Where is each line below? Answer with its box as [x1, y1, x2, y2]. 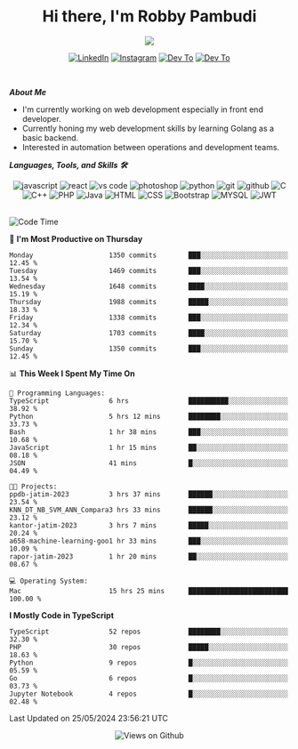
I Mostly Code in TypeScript [9, 609, 114, 620]
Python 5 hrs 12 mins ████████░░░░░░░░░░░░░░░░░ [9, 412, 289, 421]
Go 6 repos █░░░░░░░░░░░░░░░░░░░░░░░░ [9, 673, 289, 682]
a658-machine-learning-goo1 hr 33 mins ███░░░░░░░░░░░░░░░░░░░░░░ [9, 536, 289, 545]
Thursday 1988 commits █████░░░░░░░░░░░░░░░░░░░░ [9, 297, 289, 306]
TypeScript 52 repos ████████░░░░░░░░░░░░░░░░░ [9, 627, 289, 636]
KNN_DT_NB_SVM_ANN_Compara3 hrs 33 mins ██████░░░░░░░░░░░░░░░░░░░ [9, 505, 289, 514]
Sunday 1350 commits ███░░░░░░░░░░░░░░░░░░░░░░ [9, 344, 289, 353]
